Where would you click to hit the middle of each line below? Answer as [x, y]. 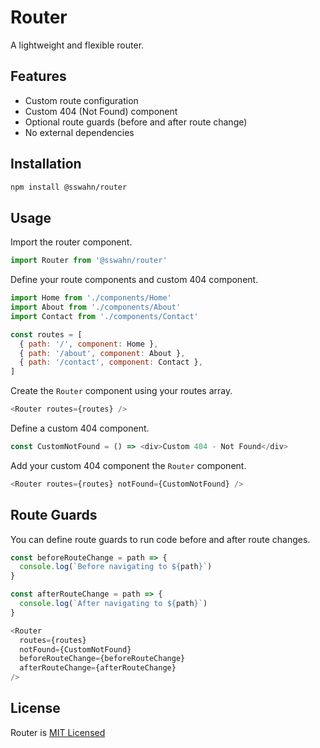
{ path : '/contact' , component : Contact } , [111, 362]
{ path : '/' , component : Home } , [89, 344]
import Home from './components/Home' [91, 298]
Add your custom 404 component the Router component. [128, 465]
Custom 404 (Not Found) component [101, 111]
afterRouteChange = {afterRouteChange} [98, 668]
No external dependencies [79, 132]
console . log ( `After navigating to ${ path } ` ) [113, 604]
